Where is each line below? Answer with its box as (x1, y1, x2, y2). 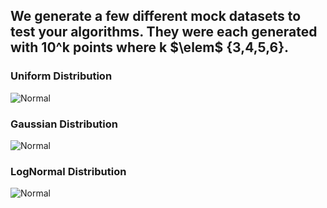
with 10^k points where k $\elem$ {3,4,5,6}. (10, 39, 290, 56)
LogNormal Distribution (10, 164, 127, 178)
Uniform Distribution (10, 69, 113, 83)
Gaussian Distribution (10, 117, 118, 131)
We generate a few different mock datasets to (10, 8, 302, 25)
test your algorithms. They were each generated (10, 24, 318, 41)
